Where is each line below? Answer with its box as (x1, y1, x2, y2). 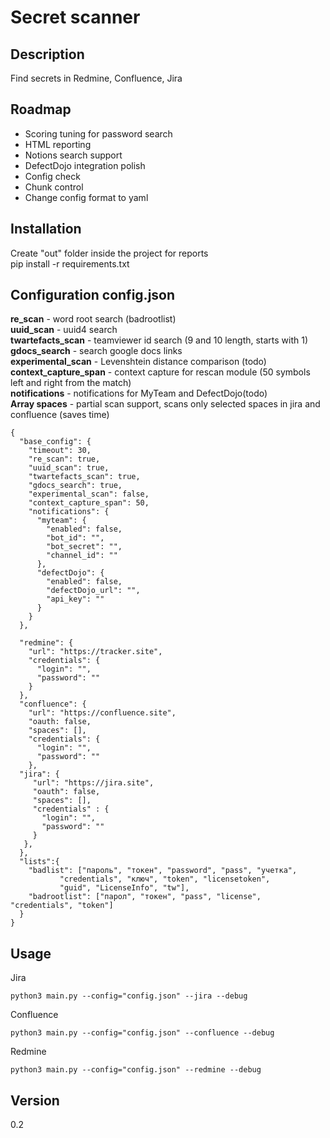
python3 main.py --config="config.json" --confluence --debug (10, 1028, 275, 1038)
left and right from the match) (10, 377, 132, 389)
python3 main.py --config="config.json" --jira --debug (10, 991, 248, 1001)
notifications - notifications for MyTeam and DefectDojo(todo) (10, 387, 268, 400)
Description (10, 46, 85, 63)
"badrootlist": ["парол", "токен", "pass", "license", (28, 892, 262, 902)
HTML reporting (24, 138, 92, 150)
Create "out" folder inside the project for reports (10, 247, 209, 259)
